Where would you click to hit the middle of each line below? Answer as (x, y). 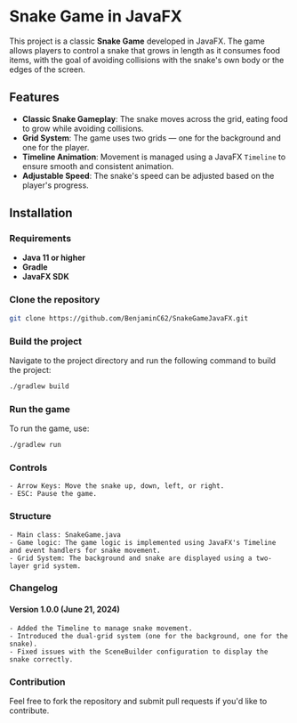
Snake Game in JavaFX (96, 16)
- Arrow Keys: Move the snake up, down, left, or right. (117, 486)
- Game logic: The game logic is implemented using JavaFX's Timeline (143, 542)
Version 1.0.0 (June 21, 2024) (64, 609)
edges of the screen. (48, 69)
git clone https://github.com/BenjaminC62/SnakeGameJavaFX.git (129, 318)
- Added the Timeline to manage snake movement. (101, 628)
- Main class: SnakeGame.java (65, 535)
